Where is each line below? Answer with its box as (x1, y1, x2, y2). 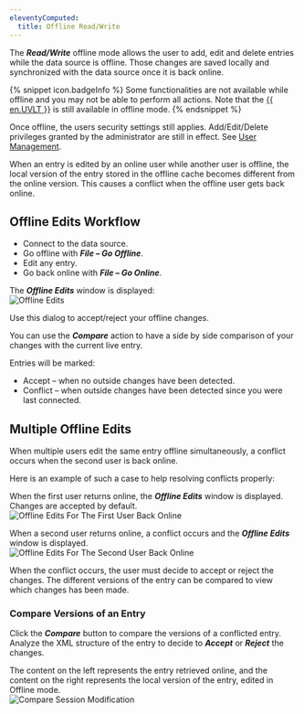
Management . (9, 141, 62, 152)
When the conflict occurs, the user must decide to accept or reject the (9, 565, 274, 576)
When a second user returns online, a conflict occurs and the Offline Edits (9, 528, 290, 539)
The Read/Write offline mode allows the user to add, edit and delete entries (9, 47, 295, 58)
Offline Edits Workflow (9, 214, 142, 229)
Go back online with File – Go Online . (22, 267, 162, 279)
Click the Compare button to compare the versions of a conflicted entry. (9, 628, 281, 639)
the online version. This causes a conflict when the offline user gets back (9, 177, 285, 188)
